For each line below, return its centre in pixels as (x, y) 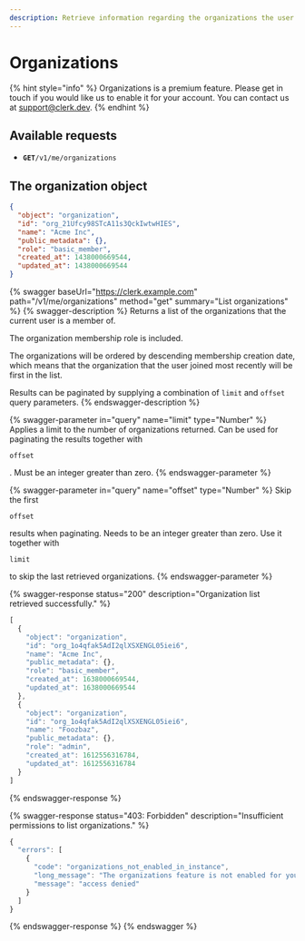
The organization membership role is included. (96, 338)
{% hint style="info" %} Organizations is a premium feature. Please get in (147, 88)
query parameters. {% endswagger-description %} (105, 402)
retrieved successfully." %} (60, 603)
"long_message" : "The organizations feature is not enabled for (157, 876)
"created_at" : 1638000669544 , (83, 680)
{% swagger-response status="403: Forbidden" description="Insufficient (147, 815)
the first (24, 500)
